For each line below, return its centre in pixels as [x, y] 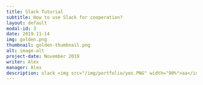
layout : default [27, 23]
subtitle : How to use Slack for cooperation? [64, 17]
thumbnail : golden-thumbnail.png [48, 45]
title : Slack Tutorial [35, 12]
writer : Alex [23, 62]
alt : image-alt [25, 51]
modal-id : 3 [21, 28]
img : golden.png [27, 40]
